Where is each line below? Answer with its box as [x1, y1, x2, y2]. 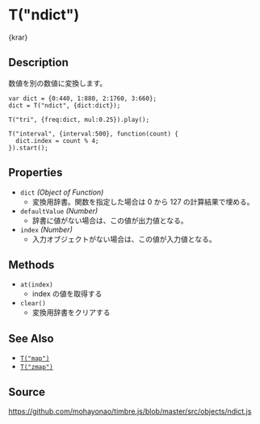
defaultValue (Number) [19, 206, 99, 216]
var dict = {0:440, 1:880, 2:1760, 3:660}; [8, 94, 157, 103]
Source [8, 385, 46, 399]
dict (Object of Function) [19, 187, 104, 197]
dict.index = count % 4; [15, 136, 99, 145]
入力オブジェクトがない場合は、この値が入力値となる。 [31, 234, 216, 244]
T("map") [19, 355, 50, 363]
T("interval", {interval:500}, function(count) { [8, 129, 179, 138]
